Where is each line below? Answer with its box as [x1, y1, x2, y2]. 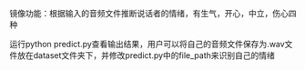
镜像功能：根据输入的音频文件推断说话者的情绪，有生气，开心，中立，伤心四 [9, 8, 297, 18]
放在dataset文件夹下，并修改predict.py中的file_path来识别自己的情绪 [16, 50, 275, 61]
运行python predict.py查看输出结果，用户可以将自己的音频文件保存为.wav [9, 39, 285, 49]
